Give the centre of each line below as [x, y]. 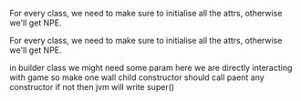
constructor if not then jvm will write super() [92, 87]
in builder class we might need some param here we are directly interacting [151, 68]
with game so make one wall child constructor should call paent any [137, 77]
